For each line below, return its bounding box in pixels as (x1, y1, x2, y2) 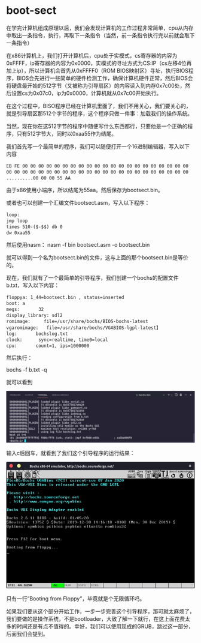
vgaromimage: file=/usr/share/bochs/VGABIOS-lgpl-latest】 (6, 325, 161, 331)
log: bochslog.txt (6, 331, 68, 337)
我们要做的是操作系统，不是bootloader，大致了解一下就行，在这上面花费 (6, 615, 185, 622)
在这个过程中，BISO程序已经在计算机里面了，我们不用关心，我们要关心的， (6, 102, 191, 109)
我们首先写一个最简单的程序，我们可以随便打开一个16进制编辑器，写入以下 (6, 142, 190, 150)
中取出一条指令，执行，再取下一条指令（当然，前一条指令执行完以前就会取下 (6, 31, 195, 39)
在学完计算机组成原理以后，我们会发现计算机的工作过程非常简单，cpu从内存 (6, 24, 194, 31)
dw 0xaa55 (6, 229, 31, 236)
